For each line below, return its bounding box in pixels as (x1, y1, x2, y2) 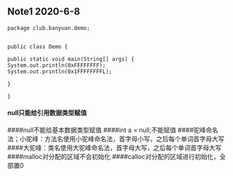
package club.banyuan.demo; (7, 24, 91, 31)
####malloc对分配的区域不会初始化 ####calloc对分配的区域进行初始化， (7, 153, 220, 161)
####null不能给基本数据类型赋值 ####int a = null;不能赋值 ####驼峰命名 (7, 126, 219, 134)
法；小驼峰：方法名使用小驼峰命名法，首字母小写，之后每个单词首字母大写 (7, 135, 225, 143)
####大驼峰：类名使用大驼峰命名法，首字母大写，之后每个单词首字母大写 (7, 143, 222, 152)
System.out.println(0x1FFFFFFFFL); (7, 67, 113, 75)
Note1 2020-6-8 (7, 6, 80, 18)
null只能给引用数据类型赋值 (7, 109, 87, 117)
